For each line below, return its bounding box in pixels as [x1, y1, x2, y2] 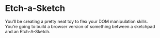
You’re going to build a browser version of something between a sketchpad [5, 23, 155, 29]
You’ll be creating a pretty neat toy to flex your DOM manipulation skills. [5, 19, 148, 24]
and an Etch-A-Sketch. [5, 28, 50, 34]
